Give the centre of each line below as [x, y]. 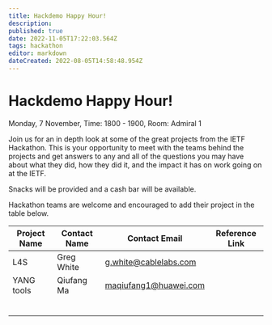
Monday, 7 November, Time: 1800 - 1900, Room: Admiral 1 [105, 123]
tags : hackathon [36, 46]
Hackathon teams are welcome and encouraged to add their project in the [132, 205]
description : [30, 23]
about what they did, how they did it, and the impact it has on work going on [135, 165]
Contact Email [155, 238]
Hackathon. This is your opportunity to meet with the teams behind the [126, 147]
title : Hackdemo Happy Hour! [57, 16]
